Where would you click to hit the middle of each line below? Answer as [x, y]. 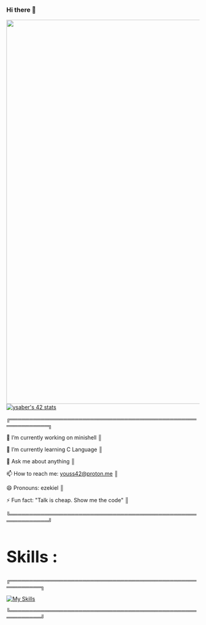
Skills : [32, 557]
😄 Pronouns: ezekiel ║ [35, 488]
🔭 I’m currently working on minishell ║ [54, 438]
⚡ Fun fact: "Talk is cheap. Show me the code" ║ [68, 500]
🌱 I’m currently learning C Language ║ [55, 450]
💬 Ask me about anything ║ [41, 462]
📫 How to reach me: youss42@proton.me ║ [62, 474]
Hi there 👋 [21, 10]
